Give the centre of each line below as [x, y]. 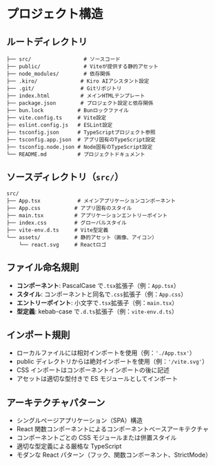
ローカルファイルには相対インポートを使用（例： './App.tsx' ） [106, 353]
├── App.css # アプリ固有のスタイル [69, 208]
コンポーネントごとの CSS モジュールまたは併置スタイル [96, 437]
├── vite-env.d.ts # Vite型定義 [58, 230]
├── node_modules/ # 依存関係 [59, 74]
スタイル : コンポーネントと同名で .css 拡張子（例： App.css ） [102, 294]
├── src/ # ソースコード [64, 59]
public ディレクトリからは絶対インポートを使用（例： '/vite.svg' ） [112, 362]
